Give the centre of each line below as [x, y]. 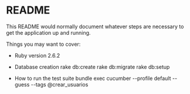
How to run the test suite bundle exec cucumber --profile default [93, 78]
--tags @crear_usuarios [60, 84]
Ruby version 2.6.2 [37, 55]
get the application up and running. [48, 32]
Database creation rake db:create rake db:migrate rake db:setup [92, 67]
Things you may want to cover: [43, 44]
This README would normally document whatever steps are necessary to [95, 26]
